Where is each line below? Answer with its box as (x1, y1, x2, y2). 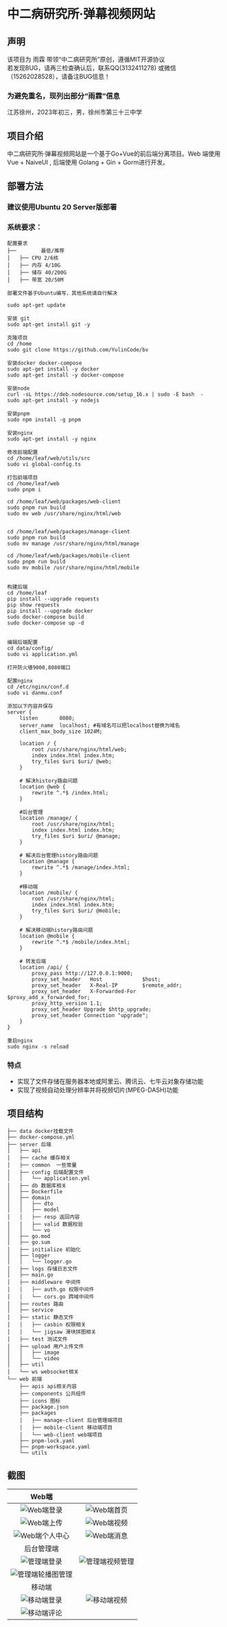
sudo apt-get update (7, 301, 67, 309)
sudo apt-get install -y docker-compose (7, 371, 125, 378)
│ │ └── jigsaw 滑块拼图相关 (7, 1328, 97, 1335)
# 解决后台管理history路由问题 (19, 852, 98, 858)
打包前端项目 (7, 474, 38, 481)
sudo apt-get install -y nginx (7, 435, 97, 443)
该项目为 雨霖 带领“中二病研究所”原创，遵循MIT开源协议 (7, 56, 165, 63)
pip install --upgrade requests (7, 595, 99, 602)
